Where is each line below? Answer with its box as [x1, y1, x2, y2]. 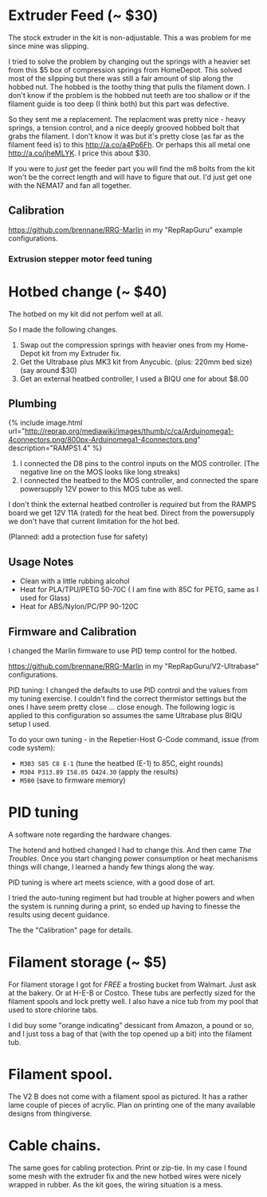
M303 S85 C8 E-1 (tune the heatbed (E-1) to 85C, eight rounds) [19, 759, 224, 768]
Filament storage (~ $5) [8, 953, 167, 971]
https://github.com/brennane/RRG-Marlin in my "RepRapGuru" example [8, 225, 243, 234]
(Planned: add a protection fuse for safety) [8, 532, 148, 542]
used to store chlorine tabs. [8, 1005, 99, 1015]
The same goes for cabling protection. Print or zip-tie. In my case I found [8, 1163, 247, 1172]
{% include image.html [8, 418, 83, 428]
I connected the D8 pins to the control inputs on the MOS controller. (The [19, 459, 260, 469]
